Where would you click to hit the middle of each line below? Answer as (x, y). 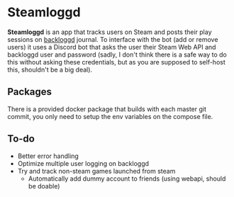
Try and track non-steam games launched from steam (96, 171)
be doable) (44, 186)
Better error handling (48, 156)
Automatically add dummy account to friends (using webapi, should (127, 179)
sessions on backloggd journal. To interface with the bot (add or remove (113, 39)
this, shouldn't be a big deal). (50, 69)
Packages (29, 92)
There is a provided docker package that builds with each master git (107, 109)
